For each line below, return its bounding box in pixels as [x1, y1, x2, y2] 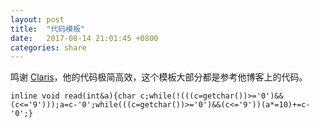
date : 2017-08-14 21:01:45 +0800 [10, 33, 159, 43]
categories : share [10, 42, 87, 53]
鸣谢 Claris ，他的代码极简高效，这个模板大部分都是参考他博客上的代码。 [10, 71, 308, 83]
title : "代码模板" [10, 24, 86, 34]
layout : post [10, 14, 65, 25]
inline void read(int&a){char [10, 91, 137, 101]
